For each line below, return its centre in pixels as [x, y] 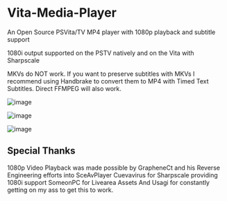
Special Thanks [41, 151]
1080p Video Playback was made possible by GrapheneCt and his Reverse [114, 168]
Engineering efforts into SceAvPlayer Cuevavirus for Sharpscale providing [113, 175]
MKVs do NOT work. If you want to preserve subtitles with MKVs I [101, 74]
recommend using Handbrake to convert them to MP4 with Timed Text [108, 81]
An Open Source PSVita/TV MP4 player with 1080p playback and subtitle [111, 32]
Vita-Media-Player [62, 13]
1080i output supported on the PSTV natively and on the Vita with [101, 53]
